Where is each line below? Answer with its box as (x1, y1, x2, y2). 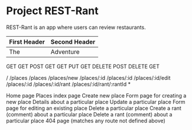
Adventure (50, 47, 80, 56)
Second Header (50, 37, 96, 45)
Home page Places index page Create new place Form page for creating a (6, 92, 187, 99)
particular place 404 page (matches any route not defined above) (6, 117, 165, 124)
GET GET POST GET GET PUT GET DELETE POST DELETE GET (6, 63, 160, 70)
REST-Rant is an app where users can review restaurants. (6, 24, 146, 31)
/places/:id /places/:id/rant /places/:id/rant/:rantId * (6, 80, 131, 87)
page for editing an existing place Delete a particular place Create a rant (6, 105, 182, 112)
